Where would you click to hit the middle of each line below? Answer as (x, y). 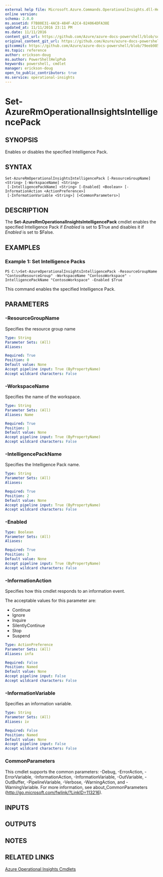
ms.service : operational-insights (40, 77)
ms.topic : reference (26, 50)
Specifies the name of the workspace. (43, 397)
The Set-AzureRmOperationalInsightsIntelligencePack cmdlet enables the (81, 222)
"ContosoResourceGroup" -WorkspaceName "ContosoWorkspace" (66, 276)
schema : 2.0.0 (19, 18)
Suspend (21, 636)
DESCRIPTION (27, 210)
